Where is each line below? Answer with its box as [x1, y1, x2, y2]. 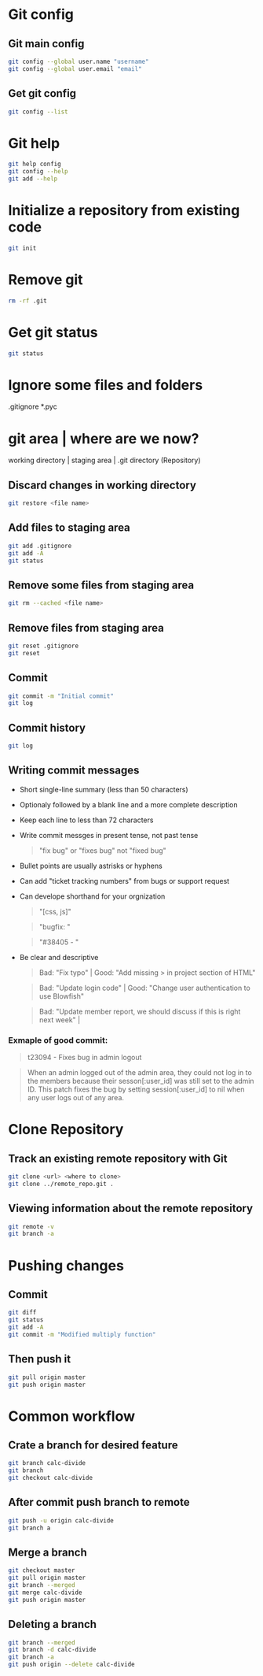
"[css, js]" [38, 907, 72, 916]
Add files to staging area [8, 521, 131, 535]
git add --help [8, 175, 58, 183]
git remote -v [8, 1222, 55, 1230]
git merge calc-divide [8, 1589, 82, 1596]
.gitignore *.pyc [8, 402, 57, 411]
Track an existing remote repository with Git [8, 1151, 228, 1165]
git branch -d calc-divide [8, 1646, 97, 1654]
